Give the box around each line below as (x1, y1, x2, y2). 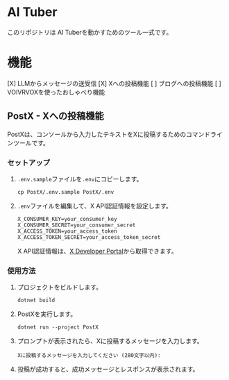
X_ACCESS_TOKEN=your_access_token (17, 227, 117, 235)
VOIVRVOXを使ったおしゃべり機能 (7, 88, 105, 96)
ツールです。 (12, 138, 50, 147)
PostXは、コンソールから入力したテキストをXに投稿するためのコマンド (7, 130, 210, 138)
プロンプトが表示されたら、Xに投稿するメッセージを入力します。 (17, 337, 203, 345)
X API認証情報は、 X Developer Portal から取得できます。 (17, 247, 178, 255)
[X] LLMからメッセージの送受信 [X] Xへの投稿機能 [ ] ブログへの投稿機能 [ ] (7, 79, 222, 88)
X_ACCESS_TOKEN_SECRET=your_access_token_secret (17, 233, 161, 240)
